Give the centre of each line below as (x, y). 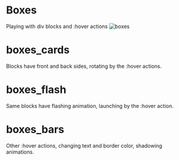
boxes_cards (38, 50)
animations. (20, 152)
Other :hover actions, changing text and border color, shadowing (84, 145)
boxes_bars (35, 130)
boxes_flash (36, 90)
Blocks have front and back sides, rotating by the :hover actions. (84, 66)
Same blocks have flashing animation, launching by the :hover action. (90, 106)
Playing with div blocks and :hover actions (57, 26)
